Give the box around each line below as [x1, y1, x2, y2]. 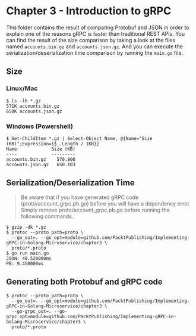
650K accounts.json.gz [6, 108, 62, 114]
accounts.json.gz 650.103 [6, 161, 76, 167]
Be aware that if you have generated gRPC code [20, 194, 139, 201]
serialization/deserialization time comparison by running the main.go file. [6, 49, 184, 56]
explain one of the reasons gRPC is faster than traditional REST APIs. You [6, 30, 185, 37]
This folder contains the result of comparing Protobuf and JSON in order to [6, 24, 189, 31]
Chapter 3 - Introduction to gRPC [6, 4, 171, 18]
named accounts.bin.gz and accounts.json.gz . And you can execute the [6, 43, 183, 50]
